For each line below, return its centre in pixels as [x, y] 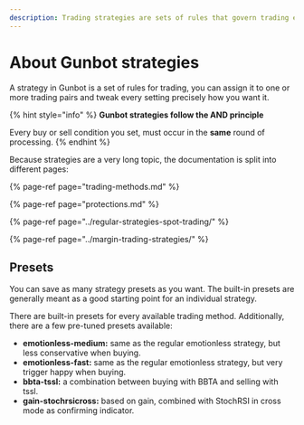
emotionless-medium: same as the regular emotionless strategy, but [151, 344]
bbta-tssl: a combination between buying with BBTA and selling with [150, 382]
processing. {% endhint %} [60, 142]
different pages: [39, 169]
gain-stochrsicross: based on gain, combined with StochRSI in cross [152, 401]
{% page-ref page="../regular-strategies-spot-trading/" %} [119, 222]
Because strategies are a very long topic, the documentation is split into [143, 159]
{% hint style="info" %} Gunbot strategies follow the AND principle [137, 115]
